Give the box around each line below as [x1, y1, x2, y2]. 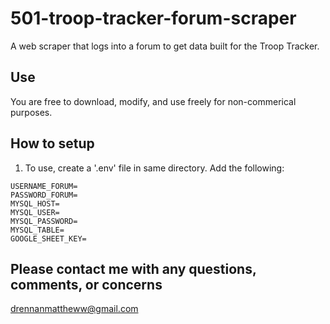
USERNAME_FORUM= [10, 181, 78, 191]
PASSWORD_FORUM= [10, 190, 78, 200]
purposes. [10, 106, 53, 118]
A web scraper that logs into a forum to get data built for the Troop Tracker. [10, 40, 320, 52]
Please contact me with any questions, [10, 260, 257, 277]
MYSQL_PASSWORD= [10, 216, 78, 226]
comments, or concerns [10, 276, 163, 293]
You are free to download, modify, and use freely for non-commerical [10, 95, 297, 107]
